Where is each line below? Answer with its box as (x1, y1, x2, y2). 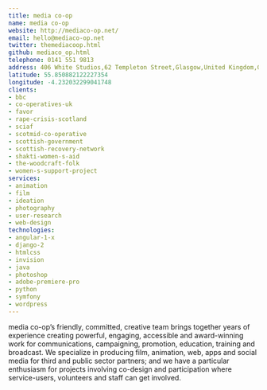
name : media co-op (8, 19, 69, 27)
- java (8, 263, 30, 271)
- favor (8, 108, 34, 116)
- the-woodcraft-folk (8, 160, 80, 168)
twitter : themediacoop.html (8, 41, 102, 49)
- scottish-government (8, 137, 83, 146)
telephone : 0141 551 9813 (8, 57, 94, 64)
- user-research (8, 212, 62, 220)
